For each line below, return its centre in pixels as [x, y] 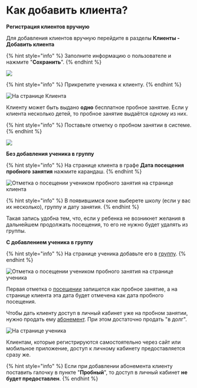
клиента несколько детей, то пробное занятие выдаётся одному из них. [97, 113]
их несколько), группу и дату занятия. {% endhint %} [73, 206]
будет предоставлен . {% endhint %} [52, 379]
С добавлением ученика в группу [50, 242]
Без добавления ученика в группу [50, 153]
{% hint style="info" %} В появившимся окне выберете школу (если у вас [98, 200]
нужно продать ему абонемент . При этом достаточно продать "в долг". [97, 319]
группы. [16, 231]
